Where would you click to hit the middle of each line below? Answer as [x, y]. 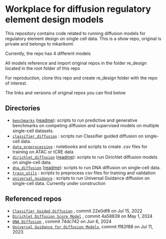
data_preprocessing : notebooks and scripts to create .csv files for [80, 146]
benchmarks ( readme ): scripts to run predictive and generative [75, 120]
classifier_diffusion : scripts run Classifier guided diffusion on [78, 136]
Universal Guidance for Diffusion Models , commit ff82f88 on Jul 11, [83, 227]
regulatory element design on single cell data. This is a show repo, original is [83, 39]
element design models [55, 20]
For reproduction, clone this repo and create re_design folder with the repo [81, 78]
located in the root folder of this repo [43, 68]
